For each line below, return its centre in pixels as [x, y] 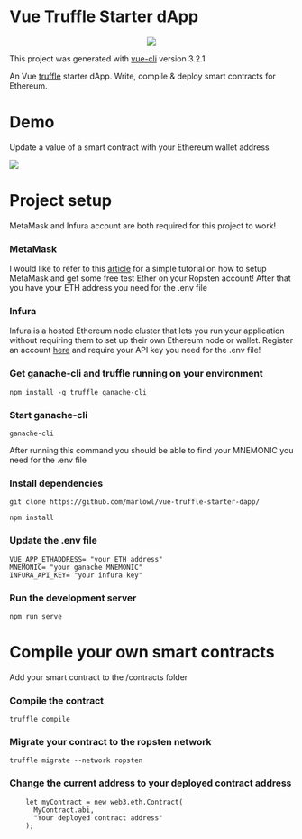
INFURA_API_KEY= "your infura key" [76, 575]
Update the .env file [53, 541]
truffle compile [40, 720]
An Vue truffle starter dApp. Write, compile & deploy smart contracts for [143, 76]
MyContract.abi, [64, 810]
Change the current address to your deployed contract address [151, 783]
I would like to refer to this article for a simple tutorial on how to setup [138, 269]
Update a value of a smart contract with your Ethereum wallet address [139, 147]
